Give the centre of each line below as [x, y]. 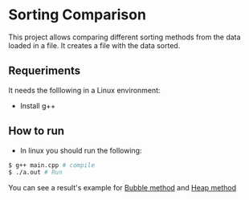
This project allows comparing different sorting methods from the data [124, 37]
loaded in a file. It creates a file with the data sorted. [94, 45]
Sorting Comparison [78, 15]
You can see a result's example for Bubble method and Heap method [122, 188]
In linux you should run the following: [81, 150]
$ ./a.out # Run [35, 173]
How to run [37, 131]
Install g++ [38, 105]
